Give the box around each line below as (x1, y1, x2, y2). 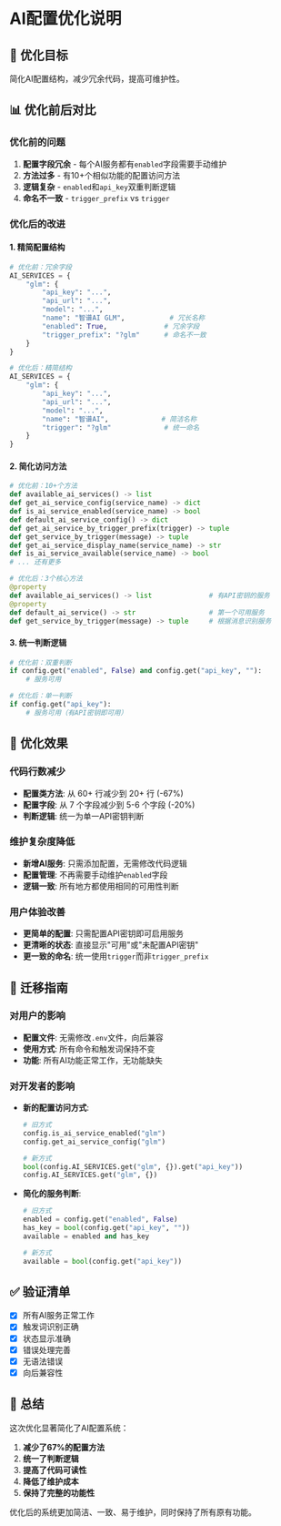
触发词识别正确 (22, 1321, 79, 1332)
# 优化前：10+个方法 (9, 482, 78, 491)
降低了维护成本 (22, 1476, 79, 1487)
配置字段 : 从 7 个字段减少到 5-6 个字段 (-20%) (22, 799, 196, 810)
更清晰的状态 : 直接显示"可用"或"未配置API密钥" (22, 940, 199, 951)
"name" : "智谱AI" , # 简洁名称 (42, 414, 197, 423)
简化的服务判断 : (22, 1188, 82, 1199)
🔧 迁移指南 (9, 980, 68, 995)
